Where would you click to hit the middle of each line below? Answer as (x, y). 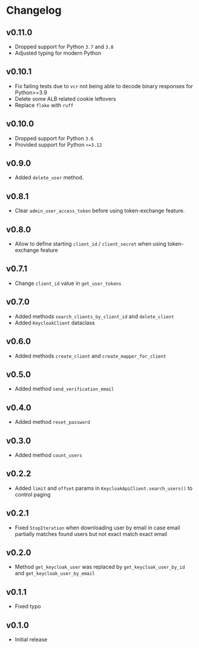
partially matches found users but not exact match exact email (91, 534)
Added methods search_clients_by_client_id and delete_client (94, 316)
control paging (33, 494)
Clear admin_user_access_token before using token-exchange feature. (100, 211)
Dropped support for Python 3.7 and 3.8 (64, 46)
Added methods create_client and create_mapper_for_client (90, 356)
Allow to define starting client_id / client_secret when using (90, 244)
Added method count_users (48, 455)
